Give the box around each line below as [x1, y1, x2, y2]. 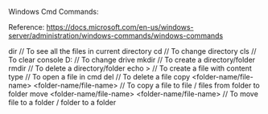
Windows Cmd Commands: [8, 7, 99, 16]
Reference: [8, 22, 45, 31]
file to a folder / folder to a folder [8, 98, 117, 107]
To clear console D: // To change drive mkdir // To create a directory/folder [8, 55, 256, 64]
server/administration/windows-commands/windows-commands [8, 31, 224, 40]
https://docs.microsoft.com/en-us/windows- [46, 22, 195, 31]
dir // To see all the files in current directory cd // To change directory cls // [8, 47, 257, 55]
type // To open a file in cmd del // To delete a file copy [8, 72, 191, 81]
